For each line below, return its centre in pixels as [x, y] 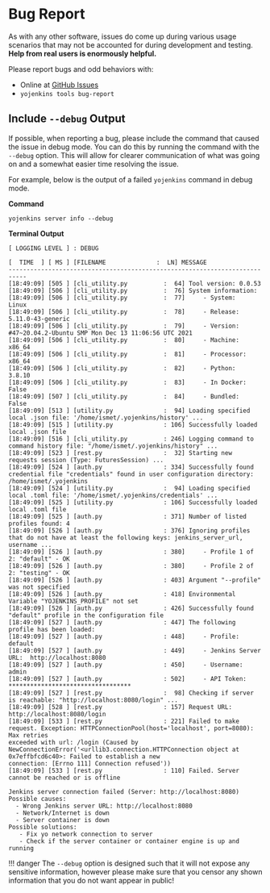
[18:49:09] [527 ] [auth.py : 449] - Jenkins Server [135, 650]
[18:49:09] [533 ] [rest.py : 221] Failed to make [124, 721]
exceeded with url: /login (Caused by [73, 742]
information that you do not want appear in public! [91, 880]
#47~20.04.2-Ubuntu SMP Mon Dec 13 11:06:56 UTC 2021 [101, 333]
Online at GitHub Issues [59, 85]
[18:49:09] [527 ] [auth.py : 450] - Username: [126, 665]
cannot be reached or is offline [64, 778]
